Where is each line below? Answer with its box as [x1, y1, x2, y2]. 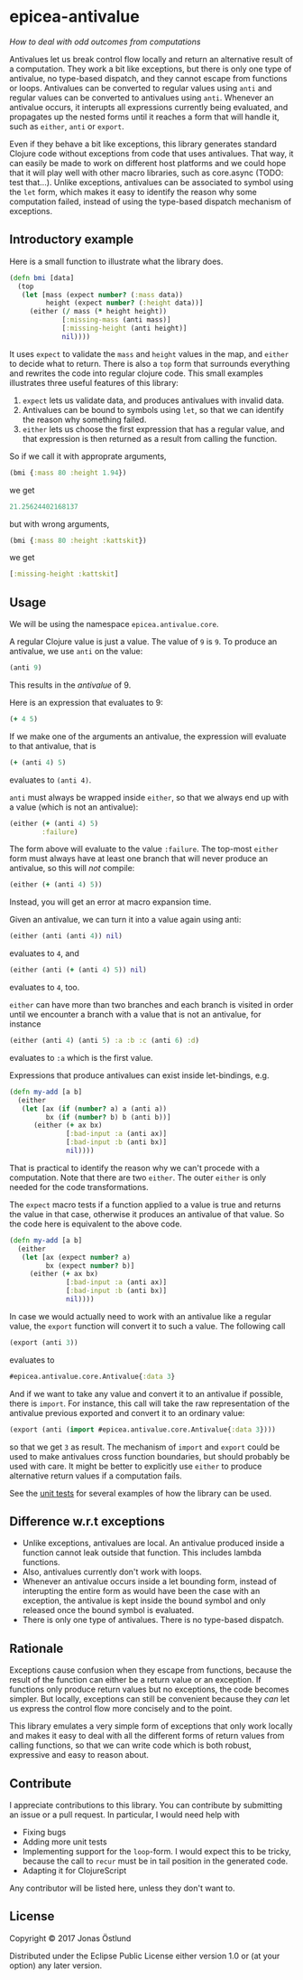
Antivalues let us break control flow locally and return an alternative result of [9, 53, 293, 64]
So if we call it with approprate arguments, [9, 450, 167, 462]
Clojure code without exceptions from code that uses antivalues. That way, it [9, 147, 294, 159]
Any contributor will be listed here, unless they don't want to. [9, 1882, 235, 1893]
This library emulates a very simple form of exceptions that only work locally [9, 1721, 293, 1731]
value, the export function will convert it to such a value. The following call [9, 1320, 286, 1331]
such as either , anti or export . [9, 120, 124, 132]
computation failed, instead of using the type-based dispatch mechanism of [9, 196, 291, 207]
